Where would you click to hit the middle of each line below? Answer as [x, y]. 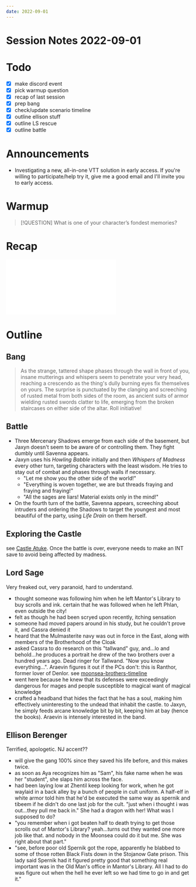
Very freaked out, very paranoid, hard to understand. [70, 587]
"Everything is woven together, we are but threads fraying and [98, 484]
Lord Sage [25, 573]
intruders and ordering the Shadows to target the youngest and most [97, 509]
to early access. [34, 183]
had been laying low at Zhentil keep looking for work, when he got [94, 786]
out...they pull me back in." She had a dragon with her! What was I [94, 811]
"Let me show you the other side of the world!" [80, 478]
